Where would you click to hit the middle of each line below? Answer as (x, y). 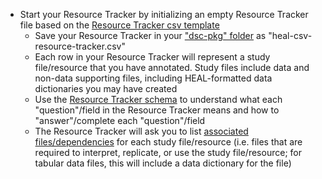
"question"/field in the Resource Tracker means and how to (157, 110)
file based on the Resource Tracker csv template (119, 25)
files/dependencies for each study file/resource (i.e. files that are (168, 142)
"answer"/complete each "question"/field (120, 120)
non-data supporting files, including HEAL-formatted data (153, 78)
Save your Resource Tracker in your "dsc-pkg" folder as (150, 35)
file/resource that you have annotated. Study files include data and (172, 67)
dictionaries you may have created (106, 88)
